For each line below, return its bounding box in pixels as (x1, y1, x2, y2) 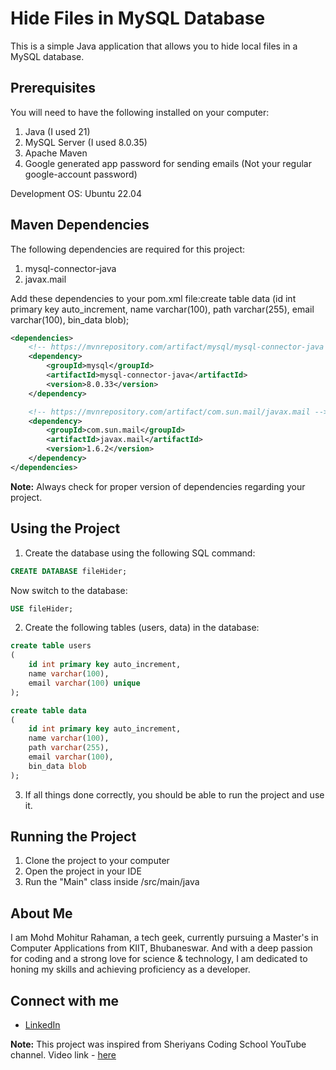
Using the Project (10, 520, 121, 537)
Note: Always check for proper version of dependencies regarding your (10, 480, 306, 492)
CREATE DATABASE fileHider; (10, 566, 128, 576)
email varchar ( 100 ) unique (28, 678, 141, 688)
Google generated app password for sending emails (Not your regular (24, 157, 312, 169)
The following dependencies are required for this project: (10, 243, 246, 255)
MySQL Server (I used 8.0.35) (24, 136, 148, 148)
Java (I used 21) (24, 125, 91, 137)
